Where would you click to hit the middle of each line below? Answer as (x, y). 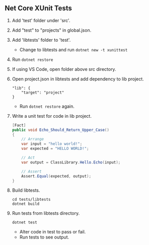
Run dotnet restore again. (47, 106)
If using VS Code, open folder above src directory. (64, 69)
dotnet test (24, 223)
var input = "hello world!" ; (52, 144)
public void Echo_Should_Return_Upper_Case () (60, 130)
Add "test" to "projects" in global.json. (52, 30)
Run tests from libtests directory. (46, 213)
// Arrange (33, 139)
